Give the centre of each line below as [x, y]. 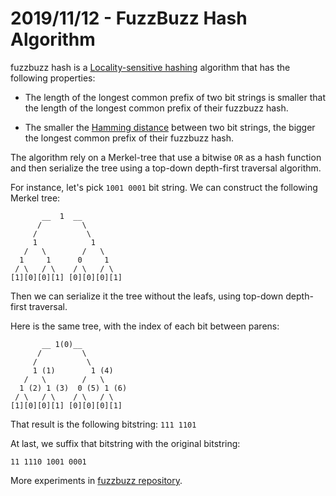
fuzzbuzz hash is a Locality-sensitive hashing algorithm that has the [150, 67]
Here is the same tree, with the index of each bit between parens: [145, 326]
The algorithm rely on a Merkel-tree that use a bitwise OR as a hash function [166, 157]
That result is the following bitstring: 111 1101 [103, 424]
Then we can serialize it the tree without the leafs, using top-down [147, 296]
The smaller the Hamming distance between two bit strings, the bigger [170, 127]
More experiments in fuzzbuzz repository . [96, 480]
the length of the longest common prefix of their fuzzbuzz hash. [156, 108]
